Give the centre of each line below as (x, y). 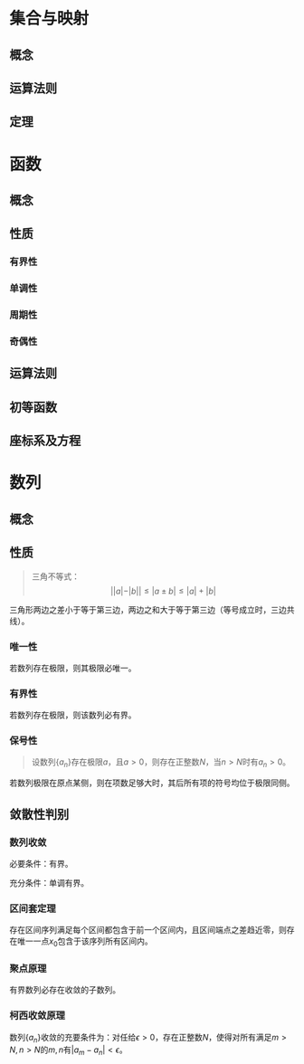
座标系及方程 (45, 441)
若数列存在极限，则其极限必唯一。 (73, 668)
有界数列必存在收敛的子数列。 (65, 990)
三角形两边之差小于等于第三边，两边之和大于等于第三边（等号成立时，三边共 (152, 609)
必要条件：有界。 (41, 863)
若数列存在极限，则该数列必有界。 (73, 715)
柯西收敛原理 (38, 1016)
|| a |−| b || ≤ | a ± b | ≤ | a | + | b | (163, 591)
